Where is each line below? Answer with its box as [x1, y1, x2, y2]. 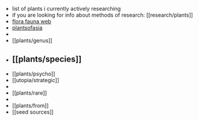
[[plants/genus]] [11, 37, 52, 44]
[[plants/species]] [11, 54, 82, 65]
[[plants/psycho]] [11, 70, 55, 77]
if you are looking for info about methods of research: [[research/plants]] [11, 11, 193, 19]
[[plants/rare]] [11, 89, 47, 96]
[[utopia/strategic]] [11, 76, 59, 83]
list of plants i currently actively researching [11, 5, 121, 12]
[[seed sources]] [11, 108, 54, 116]
